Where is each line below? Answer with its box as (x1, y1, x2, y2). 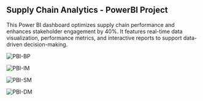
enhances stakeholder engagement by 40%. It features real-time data (6, 28, 183, 35)
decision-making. (23, 40, 68, 48)
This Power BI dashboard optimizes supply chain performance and (6, 21, 175, 28)
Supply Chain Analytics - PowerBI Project (6, 5, 168, 15)
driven (6, 40, 23, 48)
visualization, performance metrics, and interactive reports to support (6, 34, 182, 42)
